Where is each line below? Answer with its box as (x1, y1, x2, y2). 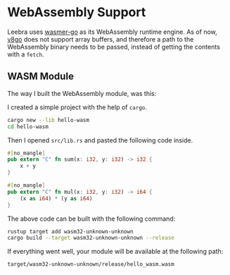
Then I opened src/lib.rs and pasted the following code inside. (7, 135, 193, 145)
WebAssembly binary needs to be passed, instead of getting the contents (7, 42, 220, 51)
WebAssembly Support (7, 4, 146, 20)
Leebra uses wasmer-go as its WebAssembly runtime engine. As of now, (7, 28, 218, 36)
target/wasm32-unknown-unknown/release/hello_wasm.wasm (7, 261, 174, 268)
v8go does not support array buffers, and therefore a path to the (7, 35, 194, 43)
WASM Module (7, 71, 74, 82)
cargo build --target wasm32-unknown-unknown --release (7, 234, 174, 242)
